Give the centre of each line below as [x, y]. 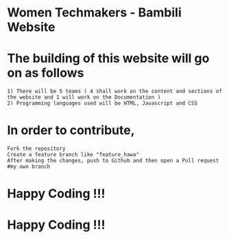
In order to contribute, [71, 130]
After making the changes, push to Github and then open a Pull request [113, 161]
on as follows [46, 73]
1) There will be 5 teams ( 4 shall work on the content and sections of [115, 91]
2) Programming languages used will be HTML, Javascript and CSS [102, 103]
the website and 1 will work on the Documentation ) [84, 97]
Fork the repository [37, 149]
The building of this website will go [108, 59]
